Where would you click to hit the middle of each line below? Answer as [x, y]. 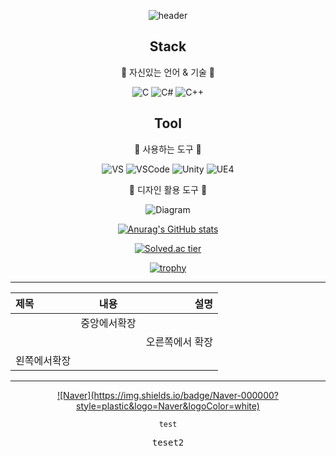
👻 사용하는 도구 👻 [168, 149]
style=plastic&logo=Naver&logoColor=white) [168, 406]
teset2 [168, 442]
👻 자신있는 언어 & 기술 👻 [168, 72]
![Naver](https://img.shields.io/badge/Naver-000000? [167, 395]
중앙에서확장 [108, 323]
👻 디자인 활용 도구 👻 [168, 189]
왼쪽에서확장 [43, 360]
